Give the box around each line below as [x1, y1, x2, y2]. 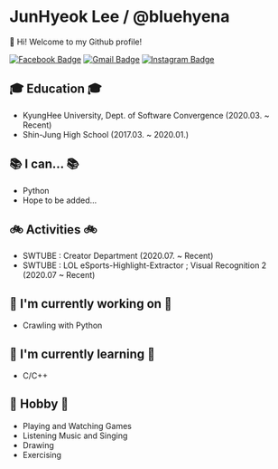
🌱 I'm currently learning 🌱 [9, 346, 156, 361]
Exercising [22, 449, 61, 460]
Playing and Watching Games [22, 420, 133, 431]
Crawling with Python [22, 320, 103, 331]
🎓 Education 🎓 [9, 81, 102, 97]
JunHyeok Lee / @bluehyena [9, 6, 230, 27]
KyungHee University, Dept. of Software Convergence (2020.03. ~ [22, 110, 270, 120]
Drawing [22, 439, 54, 450]
